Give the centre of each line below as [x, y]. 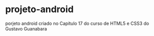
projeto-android [39, 9]
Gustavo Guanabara [26, 28]
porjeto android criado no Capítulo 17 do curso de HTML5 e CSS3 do [77, 23]
